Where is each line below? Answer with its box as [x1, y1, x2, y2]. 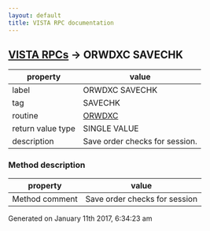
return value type [12, 123, 76, 134]
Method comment [12, 193, 78, 204]
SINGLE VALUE [83, 123, 139, 134]
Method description [8, 159, 86, 170]
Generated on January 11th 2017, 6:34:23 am [8, 214, 153, 223]
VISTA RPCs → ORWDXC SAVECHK [8, 48, 183, 61]
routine [12, 110, 39, 121]
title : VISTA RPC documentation [8, 19, 114, 27]
